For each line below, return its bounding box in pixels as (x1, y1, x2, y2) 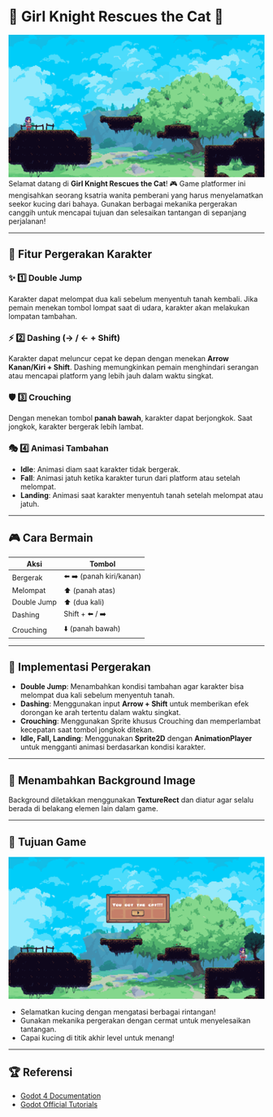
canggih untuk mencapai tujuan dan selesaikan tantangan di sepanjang (8, 207, 247, 217)
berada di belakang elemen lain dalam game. (8, 804, 158, 814)
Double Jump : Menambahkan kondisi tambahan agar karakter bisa (19, 682, 245, 692)
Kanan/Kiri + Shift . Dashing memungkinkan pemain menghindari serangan (8, 362, 258, 372)
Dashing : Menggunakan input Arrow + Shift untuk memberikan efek (19, 699, 249, 709)
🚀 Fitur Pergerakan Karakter (8, 247, 153, 261)
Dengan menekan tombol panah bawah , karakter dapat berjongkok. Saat (8, 413, 253, 423)
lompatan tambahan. (8, 311, 78, 321)
